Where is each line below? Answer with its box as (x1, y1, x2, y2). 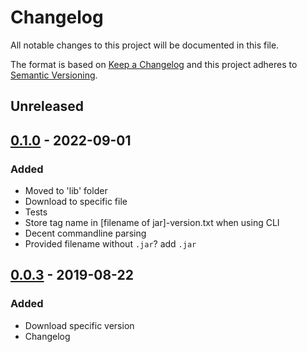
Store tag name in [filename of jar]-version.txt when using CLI (24, 217, 280, 229)
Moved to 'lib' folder (24, 185, 108, 197)
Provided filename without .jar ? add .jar (24, 238, 197, 250)
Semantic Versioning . (10, 69, 98, 81)
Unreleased (10, 98, 85, 115)
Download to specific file (24, 196, 128, 208)
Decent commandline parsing (24, 227, 147, 240)
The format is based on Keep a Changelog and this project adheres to (10, 58, 298, 70)
